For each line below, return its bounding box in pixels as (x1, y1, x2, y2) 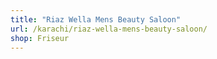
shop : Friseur (10, 33, 70, 43)
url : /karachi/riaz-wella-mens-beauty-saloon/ (10, 24, 208, 34)
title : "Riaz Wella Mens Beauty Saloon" (10, 14, 182, 25)
